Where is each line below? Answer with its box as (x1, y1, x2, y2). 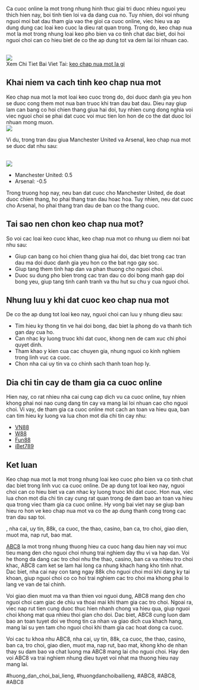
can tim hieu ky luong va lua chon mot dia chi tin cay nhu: (6, 412, 147, 420)
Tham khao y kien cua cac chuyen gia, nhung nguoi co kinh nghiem (14, 348, 181, 355)
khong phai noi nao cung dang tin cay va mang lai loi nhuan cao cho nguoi (6, 399, 188, 407)
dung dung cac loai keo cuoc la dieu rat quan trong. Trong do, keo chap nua (6, 24, 192, 31)
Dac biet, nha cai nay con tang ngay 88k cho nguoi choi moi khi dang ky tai (6, 568, 190, 575)
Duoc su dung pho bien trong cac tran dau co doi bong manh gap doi (14, 272, 184, 279)
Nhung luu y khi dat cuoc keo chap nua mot (6, 295, 169, 305)
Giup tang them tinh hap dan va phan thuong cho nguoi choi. (14, 265, 164, 272)
